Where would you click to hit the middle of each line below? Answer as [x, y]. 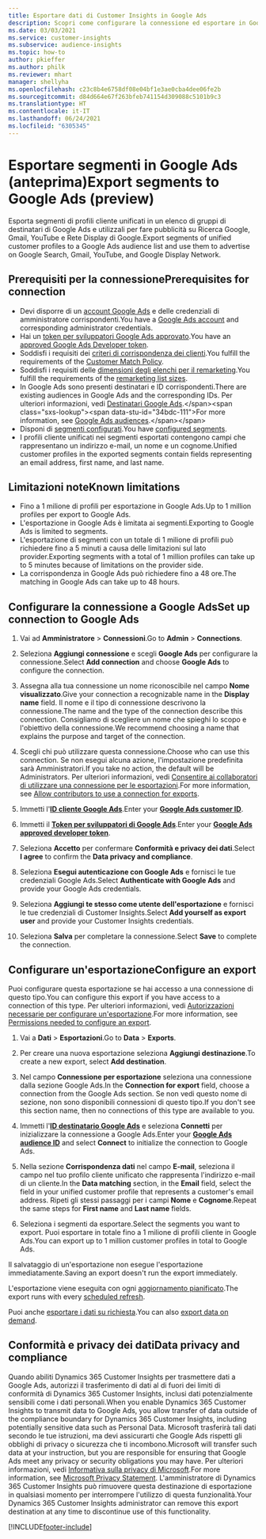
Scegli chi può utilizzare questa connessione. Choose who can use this [135, 752]
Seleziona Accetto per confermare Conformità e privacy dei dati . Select [137, 848]
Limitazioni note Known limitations [94, 487]
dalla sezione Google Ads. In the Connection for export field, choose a [135, 1085]
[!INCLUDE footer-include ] [50, 1526]
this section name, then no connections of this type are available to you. [137, 1110]
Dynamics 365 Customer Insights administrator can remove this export [123, 1503]
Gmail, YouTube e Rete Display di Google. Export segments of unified [120, 238]
